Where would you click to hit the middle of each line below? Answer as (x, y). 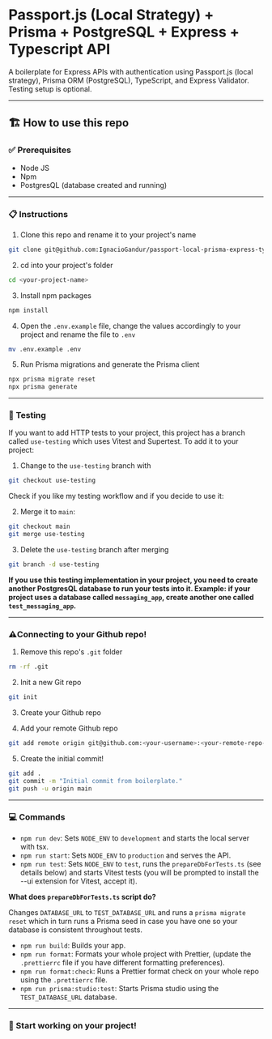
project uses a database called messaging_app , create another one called (131, 597)
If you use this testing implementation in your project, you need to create (133, 580)
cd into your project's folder (66, 265)
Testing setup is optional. (50, 89)
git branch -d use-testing (54, 564)
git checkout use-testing (52, 481)
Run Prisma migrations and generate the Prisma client (110, 364)
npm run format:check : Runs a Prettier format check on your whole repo (139, 971)
